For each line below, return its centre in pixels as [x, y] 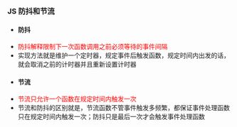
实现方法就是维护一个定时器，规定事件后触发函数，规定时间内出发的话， [123, 55]
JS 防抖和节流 [31, 11]
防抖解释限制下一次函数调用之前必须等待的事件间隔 [93, 47]
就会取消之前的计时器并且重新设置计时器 [77, 65]
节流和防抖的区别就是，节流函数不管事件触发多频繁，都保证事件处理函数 [123, 108]
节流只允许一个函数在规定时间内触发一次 [77, 99]
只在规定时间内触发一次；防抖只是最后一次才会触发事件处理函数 [111, 117]
